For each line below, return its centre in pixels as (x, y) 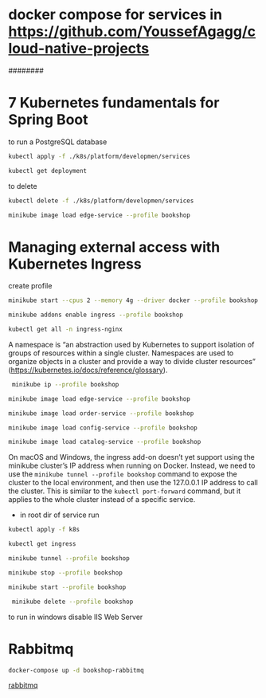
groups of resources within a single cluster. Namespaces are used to (121, 353)
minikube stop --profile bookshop (66, 573)
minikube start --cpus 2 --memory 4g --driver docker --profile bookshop (133, 300)
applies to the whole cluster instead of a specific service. (102, 500)
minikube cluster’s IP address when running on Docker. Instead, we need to (132, 466)
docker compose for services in (115, 15)
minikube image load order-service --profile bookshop (101, 413)
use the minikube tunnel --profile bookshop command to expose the (123, 474)
